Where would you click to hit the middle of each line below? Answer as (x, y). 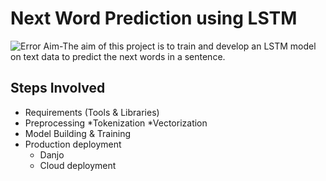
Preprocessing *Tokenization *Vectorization (116, 123)
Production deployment (73, 144)
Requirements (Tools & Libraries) (92, 112)
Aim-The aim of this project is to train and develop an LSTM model (180, 46)
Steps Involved (58, 88)
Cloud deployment (78, 165)
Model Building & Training (78, 133)
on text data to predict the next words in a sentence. (118, 56)
